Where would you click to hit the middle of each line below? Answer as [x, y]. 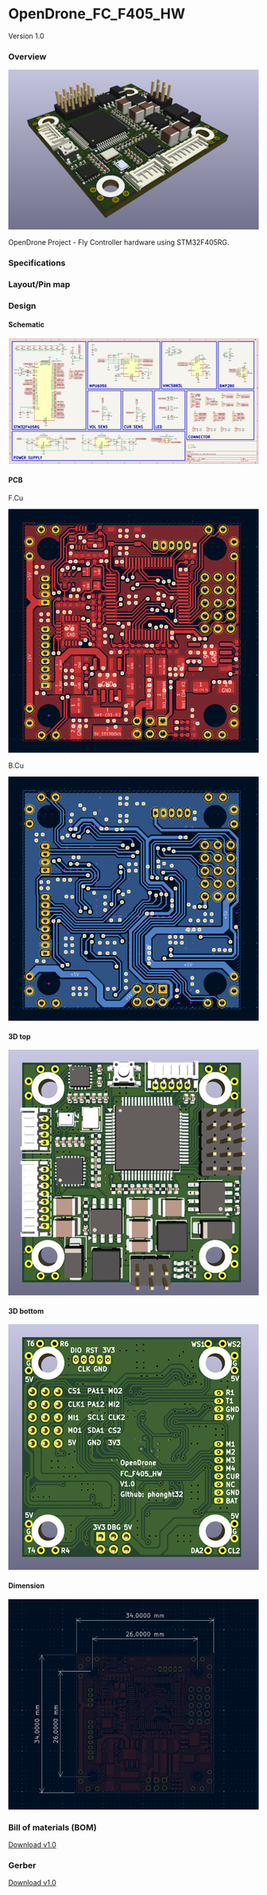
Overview [27, 57]
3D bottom [26, 1311]
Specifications [37, 262]
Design [22, 305]
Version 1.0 [26, 36]
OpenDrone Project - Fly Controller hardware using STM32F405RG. [119, 242]
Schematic [27, 324]
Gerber [22, 1865]
